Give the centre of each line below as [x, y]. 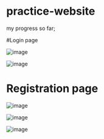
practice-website [51, 11]
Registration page [52, 88]
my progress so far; [31, 28]
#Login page [22, 40]
